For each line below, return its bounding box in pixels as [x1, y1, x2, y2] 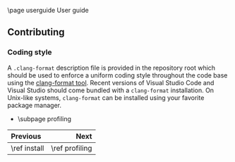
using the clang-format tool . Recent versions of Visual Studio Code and [7, 78, 215, 87]
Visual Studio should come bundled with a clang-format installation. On [7, 86, 214, 94]
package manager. [7, 101, 62, 109]
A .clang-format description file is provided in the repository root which [7, 63, 216, 72]
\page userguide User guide [7, 6, 90, 14]
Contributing [7, 26, 65, 38]
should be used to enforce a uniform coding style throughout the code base [7, 70, 228, 80]
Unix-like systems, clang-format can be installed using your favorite [7, 93, 205, 101]
